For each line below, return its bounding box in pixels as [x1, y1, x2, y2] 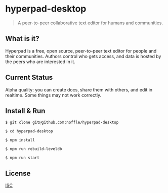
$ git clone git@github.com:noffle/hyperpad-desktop [5, 120, 119, 125]
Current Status [5, 73, 53, 82]
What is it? [5, 34, 39, 43]
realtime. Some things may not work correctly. [5, 92, 102, 98]
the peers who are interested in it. [5, 59, 76, 65]
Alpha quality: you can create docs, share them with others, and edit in [5, 86, 153, 92]
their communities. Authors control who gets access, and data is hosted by [5, 53, 161, 59]
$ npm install [5, 137, 35, 143]
